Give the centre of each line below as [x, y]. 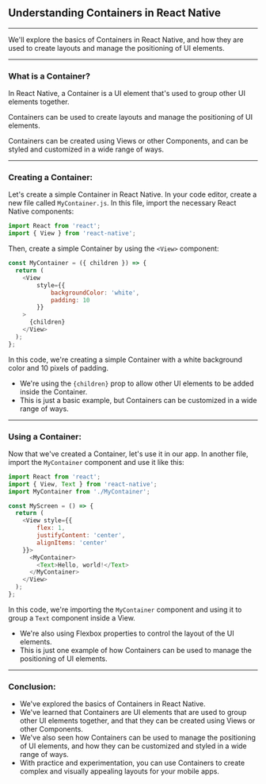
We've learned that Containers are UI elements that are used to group [133, 713]
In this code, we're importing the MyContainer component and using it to [125, 609]
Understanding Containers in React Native [115, 13]
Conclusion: [32, 686]
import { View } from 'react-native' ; [72, 233]
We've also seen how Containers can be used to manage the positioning [137, 738]
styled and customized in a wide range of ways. [86, 149]
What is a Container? [49, 76]
